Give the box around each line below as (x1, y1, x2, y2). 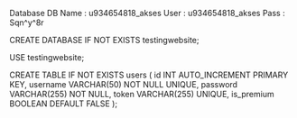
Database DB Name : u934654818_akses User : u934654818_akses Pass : (9, 8, 286, 18)
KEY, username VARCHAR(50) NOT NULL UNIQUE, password (9, 79, 237, 89)
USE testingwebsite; (9, 52, 85, 62)
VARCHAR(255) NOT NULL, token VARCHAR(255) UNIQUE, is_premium (9, 89, 274, 99)
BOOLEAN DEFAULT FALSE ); (9, 98, 118, 109)
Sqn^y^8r (9, 17, 44, 28)
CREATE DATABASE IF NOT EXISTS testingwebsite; (9, 35, 200, 45)
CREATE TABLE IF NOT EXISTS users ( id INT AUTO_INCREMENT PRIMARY (9, 69, 289, 80)
